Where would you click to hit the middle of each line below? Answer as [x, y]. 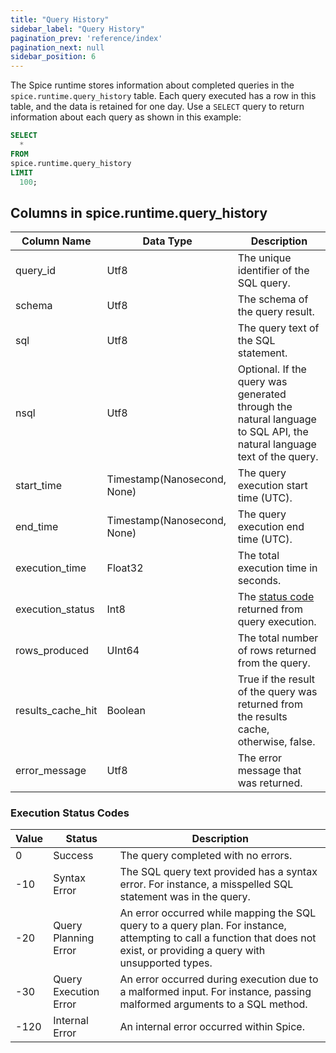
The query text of [278, 328]
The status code [276, 597]
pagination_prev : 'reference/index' [86, 38]
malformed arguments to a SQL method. [213, 1004]
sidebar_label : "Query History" [77, 29]
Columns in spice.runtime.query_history [139, 212]
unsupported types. [166, 963]
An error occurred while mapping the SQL [218, 913]
